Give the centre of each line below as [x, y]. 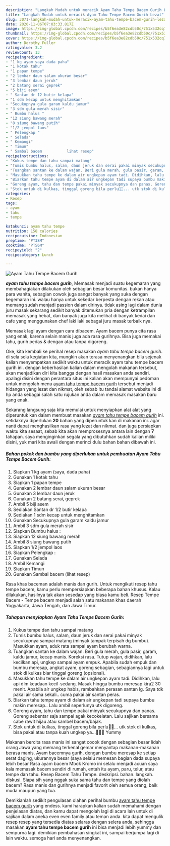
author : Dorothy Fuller [31, 43]
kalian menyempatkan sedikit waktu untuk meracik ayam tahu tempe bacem [84, 362]
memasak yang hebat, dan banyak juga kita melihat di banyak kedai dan [80, 316]
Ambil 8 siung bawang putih [42, 542]
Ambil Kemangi [29, 564]
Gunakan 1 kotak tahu [35, 477]
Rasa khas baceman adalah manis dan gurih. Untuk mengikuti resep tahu [81, 584]
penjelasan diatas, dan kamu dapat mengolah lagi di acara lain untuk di [79, 811]
